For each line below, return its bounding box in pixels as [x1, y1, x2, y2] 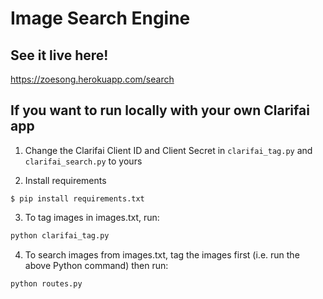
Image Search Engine [10, 7, 191, 30]
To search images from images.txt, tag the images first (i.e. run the [24, 248, 300, 261]
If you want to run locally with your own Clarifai [10, 102, 310, 119]
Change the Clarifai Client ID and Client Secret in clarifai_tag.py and [24, 144, 313, 156]
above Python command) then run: [24, 259, 169, 271]
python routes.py [10, 278, 83, 289]
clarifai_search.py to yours [24, 155, 143, 167]
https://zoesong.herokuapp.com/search [10, 73, 175, 85]
